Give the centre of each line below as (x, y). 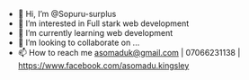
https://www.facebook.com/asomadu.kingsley (103, 66)
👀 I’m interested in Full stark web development (103, 23)
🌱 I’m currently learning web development (95, 33)
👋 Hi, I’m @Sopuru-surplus (67, 14)
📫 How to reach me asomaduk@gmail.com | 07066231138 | (129, 53)
